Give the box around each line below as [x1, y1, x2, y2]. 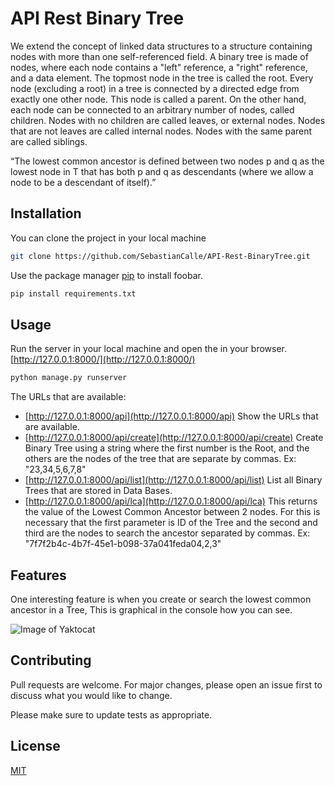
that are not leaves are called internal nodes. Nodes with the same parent [10, 125, 313, 137]
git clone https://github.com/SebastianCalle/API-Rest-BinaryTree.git [10, 251, 311, 261]
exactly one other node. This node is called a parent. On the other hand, [10, 93, 307, 105]
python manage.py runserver [10, 373, 128, 383]
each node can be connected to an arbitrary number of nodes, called [10, 103, 295, 116]
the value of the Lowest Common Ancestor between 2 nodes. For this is [24, 506, 321, 518]
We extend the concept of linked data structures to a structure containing [10, 40, 313, 52]
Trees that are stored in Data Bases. [24, 485, 173, 497]
